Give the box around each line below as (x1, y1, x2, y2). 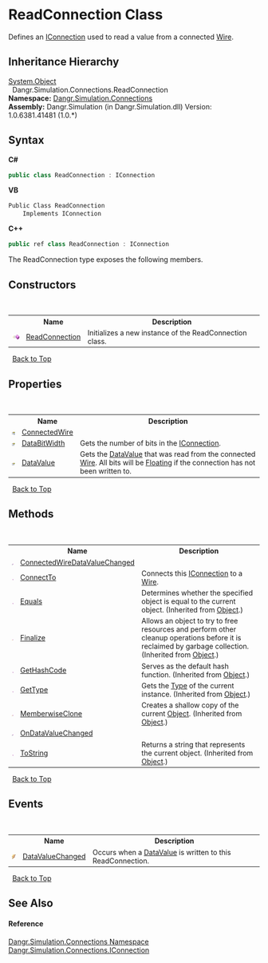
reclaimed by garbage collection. (141, 641, 250, 652)
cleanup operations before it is (141, 633, 242, 643)
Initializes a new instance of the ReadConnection (87, 327, 247, 337)
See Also (8, 897, 53, 910)
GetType (19, 685, 49, 695)
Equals (19, 596, 42, 606)
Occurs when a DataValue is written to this (93, 847, 231, 857)
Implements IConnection (22, 210, 102, 218)
